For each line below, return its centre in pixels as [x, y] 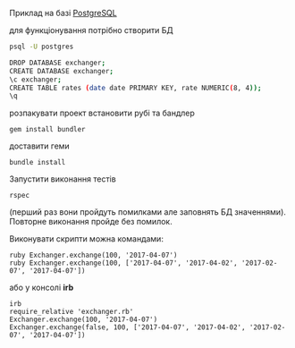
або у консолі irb [42, 288]
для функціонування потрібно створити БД [91, 30]
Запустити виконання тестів [63, 179]
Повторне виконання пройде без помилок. [91, 222]
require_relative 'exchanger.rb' [72, 312]
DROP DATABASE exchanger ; [57, 63]
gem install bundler [48, 130]
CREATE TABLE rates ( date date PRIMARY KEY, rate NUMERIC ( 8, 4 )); [135, 88]
